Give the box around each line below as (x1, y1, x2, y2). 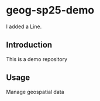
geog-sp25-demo (6, 4, 95, 17)
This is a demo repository (6, 55, 68, 62)
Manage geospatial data (6, 88, 64, 95)
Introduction (6, 40, 53, 50)
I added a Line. (6, 23, 42, 30)
